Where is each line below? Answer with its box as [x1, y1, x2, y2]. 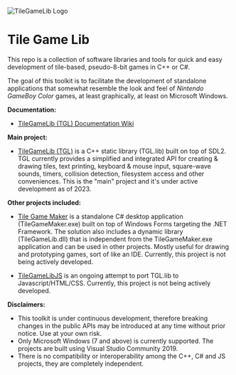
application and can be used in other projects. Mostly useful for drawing [17, 242, 230, 250]
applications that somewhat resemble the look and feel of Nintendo [7, 84, 204, 93]
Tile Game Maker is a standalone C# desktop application [17, 212, 183, 221]
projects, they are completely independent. [17, 359, 144, 368]
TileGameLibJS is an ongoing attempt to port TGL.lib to [17, 271, 179, 280]
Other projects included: [7, 198, 82, 206]
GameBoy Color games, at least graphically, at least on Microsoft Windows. [7, 91, 229, 100]
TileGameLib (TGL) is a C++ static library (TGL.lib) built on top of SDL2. [17, 147, 227, 155]
